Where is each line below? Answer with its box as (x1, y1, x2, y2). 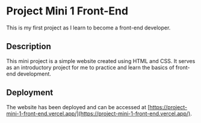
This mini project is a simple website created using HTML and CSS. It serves (6, 57, 196, 64)
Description (6, 41, 51, 52)
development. (17, 70, 51, 77)
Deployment (6, 88, 54, 98)
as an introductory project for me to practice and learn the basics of (6, 64, 175, 71)
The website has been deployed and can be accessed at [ (6, 103, 150, 110)
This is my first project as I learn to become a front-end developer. (6, 24, 171, 31)
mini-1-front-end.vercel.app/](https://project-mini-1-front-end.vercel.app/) (6, 110, 191, 117)
